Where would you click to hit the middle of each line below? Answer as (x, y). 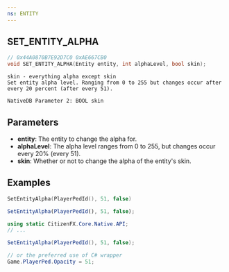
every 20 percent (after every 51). (60, 89)
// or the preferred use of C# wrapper (65, 255)
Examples (29, 183)
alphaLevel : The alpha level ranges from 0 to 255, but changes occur (116, 146)
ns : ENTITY (23, 14)
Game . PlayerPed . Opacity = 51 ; (51, 262)
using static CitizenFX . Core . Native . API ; (68, 224)
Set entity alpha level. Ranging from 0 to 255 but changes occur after (114, 83)
